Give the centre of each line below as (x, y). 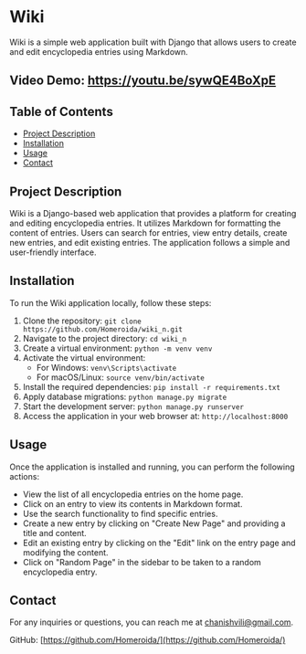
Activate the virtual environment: (84, 357)
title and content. (54, 533)
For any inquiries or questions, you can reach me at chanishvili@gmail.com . (152, 622)
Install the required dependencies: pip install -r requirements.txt (152, 386)
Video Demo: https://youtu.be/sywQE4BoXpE (143, 81)
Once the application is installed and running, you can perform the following (152, 467)
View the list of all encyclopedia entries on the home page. (133, 494)
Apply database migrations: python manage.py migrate (125, 396)
